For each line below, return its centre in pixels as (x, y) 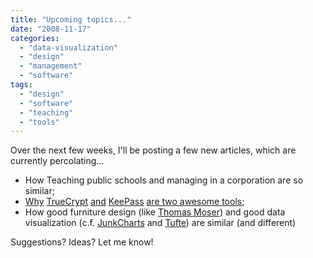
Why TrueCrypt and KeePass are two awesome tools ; (134, 202)
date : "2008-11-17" (51, 29)
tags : (21, 85)
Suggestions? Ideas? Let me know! (82, 242)
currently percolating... (57, 161)
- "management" (51, 66)
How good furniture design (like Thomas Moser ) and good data (155, 212)
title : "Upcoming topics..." (71, 19)
